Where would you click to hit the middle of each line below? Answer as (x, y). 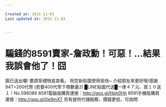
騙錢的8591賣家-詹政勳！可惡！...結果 (83, 53)
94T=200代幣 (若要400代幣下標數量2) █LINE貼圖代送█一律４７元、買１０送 (83, 87)
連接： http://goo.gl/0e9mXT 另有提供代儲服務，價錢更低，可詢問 (72, 100)
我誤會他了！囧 (36, 66)
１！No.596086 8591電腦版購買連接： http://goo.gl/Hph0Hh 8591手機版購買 (83, 93)
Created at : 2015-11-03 (30, 14)
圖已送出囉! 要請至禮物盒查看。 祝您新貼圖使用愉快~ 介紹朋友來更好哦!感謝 (82, 81)
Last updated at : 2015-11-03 (35, 19)
